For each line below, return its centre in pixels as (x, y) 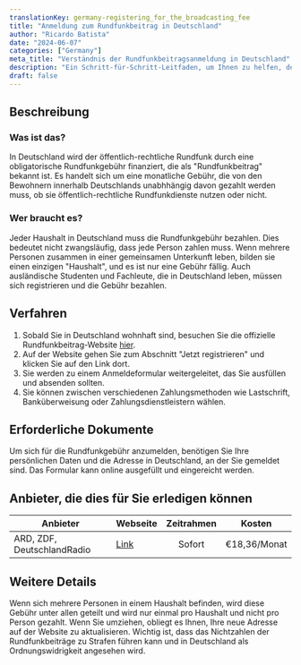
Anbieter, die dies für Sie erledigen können (131, 498)
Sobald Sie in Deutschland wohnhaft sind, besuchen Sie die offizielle (149, 335)
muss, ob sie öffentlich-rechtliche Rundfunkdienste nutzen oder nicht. (138, 195)
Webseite (137, 524)
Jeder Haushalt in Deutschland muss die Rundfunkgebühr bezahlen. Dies (144, 237)
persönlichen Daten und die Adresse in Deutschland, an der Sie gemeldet (145, 461)
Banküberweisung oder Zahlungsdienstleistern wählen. (124, 401)
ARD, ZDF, (35, 539)
